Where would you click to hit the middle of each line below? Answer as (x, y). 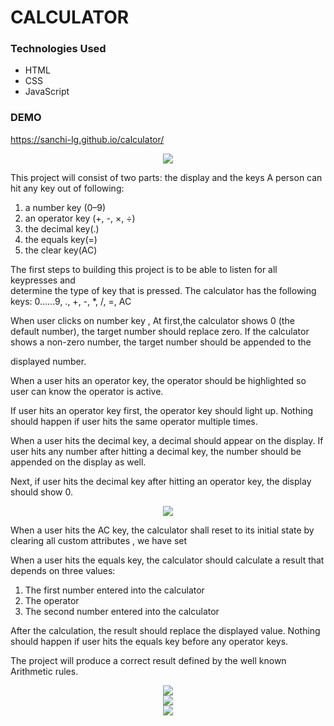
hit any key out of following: (67, 188)
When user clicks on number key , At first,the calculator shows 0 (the (152, 320)
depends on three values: (63, 570)
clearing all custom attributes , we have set (99, 540)
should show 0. (41, 492)
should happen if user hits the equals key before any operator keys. (149, 641)
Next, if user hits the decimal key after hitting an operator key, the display (161, 481)
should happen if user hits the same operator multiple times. (134, 421)
